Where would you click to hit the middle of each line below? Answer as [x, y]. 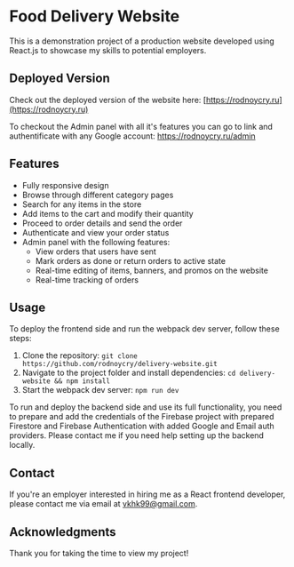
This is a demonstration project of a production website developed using [142, 41]
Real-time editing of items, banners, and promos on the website [152, 270]
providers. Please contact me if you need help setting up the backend [137, 435]
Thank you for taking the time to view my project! [99, 553]
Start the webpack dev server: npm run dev [100, 390]
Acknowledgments [63, 532]
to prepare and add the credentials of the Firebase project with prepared [142, 417]
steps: [20, 339]
